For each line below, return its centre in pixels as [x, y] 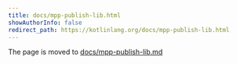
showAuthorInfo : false [45, 23]
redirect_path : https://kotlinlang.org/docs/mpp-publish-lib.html [119, 30]
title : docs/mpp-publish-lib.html [65, 15]
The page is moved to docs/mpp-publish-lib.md [86, 52]
